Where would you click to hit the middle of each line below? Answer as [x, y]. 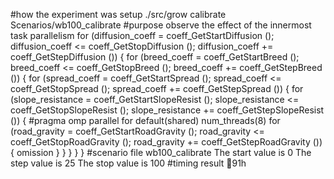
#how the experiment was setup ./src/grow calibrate [118, 14]
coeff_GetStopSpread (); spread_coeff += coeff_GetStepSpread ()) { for [157, 88]
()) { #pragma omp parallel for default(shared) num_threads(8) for [145, 120]
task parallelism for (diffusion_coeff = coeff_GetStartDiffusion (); [142, 35]
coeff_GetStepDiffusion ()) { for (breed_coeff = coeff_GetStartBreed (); [155, 57]
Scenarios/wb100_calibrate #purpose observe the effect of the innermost [161, 25]
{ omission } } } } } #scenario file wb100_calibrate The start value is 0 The [161, 152]
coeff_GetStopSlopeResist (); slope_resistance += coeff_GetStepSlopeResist [167, 110]
